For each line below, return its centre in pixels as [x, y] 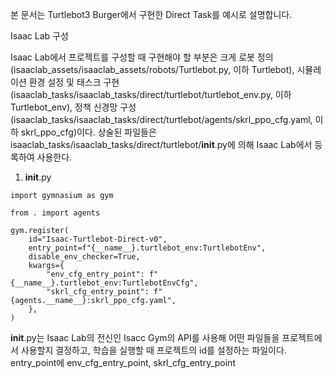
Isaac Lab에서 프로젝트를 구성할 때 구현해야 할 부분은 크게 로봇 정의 [142, 57]
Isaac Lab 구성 [39, 36]
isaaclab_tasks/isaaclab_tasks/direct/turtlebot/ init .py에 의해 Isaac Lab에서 [161, 144]
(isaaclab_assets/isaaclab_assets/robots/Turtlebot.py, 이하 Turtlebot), [152, 69]
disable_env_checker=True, [84, 257]
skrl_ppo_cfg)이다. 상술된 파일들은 [88, 132]
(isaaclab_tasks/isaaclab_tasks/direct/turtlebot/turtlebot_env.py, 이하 [151, 94]
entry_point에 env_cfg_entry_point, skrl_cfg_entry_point [123, 362]
